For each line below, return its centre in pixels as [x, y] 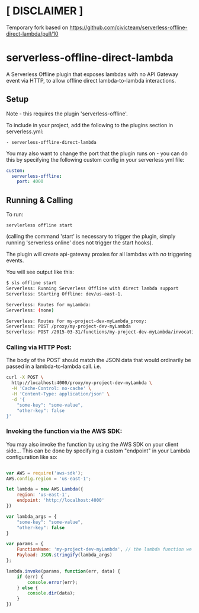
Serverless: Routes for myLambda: [49, 304]
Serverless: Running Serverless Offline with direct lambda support [92, 288]
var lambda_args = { [32, 516]
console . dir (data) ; [52, 593]
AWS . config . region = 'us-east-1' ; [49, 479]
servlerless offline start [39, 225]
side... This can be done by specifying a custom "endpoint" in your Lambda [98, 451]
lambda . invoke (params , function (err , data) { [63, 571]
